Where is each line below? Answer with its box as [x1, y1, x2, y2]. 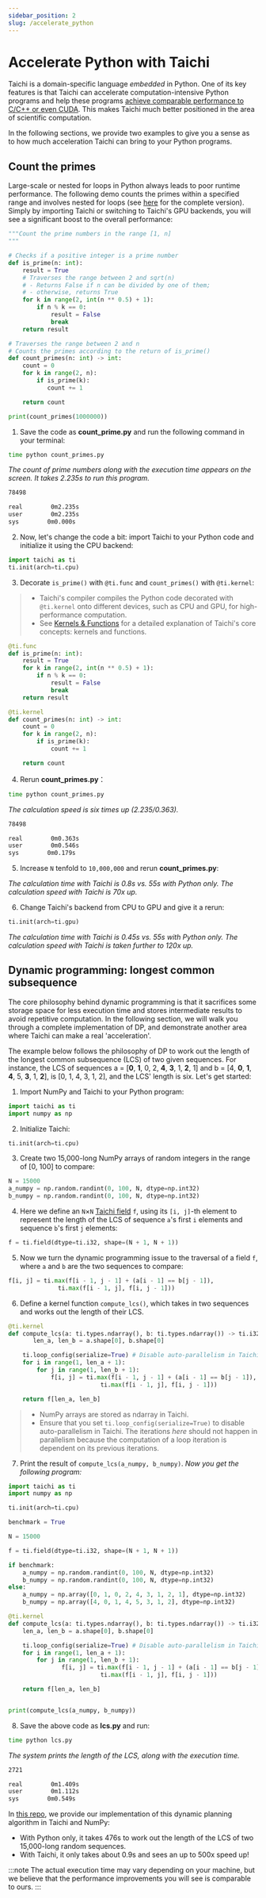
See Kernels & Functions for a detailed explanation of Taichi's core [39, 618, 256, 627]
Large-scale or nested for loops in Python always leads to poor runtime [8, 181, 241, 190]
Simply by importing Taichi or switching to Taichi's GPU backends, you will [8, 206, 252, 216]
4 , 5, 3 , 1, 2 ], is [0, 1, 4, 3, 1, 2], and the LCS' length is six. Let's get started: [8, 1072, 252, 1081]
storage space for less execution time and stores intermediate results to [8, 1005, 243, 1015]
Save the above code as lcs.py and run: [19, 1720, 150, 1730]
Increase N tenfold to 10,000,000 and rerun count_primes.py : [19, 864, 219, 873]
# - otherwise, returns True [22, 289, 119, 297]
